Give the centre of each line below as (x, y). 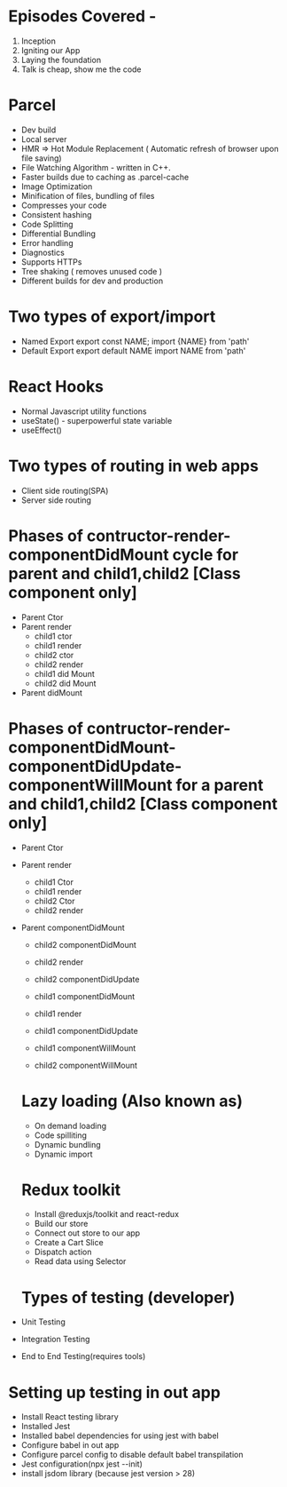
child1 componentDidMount (85, 996)
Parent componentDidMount (73, 927)
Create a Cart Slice (69, 1243)
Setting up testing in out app (114, 1392)
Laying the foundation (61, 60)
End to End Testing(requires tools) (83, 1356)
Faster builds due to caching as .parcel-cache (105, 177)
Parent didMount (52, 692)
